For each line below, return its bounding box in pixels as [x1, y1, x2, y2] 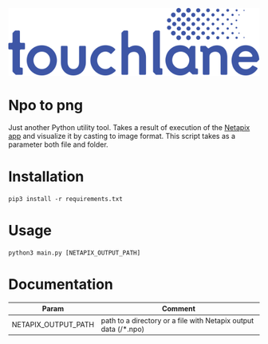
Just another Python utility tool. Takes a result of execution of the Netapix [8, 123, 250, 132]
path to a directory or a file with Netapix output [100, 315, 254, 325]
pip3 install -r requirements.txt [8, 196, 124, 204]
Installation [8, 168, 85, 186]
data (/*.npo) [100, 324, 145, 334]
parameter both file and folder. [8, 140, 109, 149]
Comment [162, 304, 195, 314]
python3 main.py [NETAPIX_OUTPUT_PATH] [8, 249, 141, 257]
